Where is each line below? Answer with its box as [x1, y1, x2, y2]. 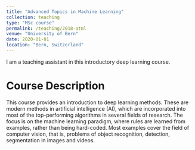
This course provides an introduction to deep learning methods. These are [6, 99, 189, 106]
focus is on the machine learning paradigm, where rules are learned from [6, 117, 186, 125]
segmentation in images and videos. [6, 136, 95, 143]
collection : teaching [6, 14, 60, 20]
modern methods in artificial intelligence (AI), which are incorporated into [6, 105, 186, 112]
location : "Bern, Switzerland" [6, 42, 84, 48]
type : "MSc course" [6, 20, 55, 26]
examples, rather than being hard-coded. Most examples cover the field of [6, 124, 190, 131]
